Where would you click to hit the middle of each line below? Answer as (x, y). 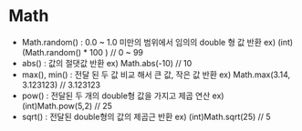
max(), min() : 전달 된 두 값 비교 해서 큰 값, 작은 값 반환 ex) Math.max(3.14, (156, 75)
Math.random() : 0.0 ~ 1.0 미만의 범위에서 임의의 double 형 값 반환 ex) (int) (157, 42)
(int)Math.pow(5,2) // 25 (67, 106)
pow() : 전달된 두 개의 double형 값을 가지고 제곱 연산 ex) (123, 96)
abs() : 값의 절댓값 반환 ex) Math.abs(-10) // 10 (107, 63)
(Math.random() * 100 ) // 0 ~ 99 (82, 52)
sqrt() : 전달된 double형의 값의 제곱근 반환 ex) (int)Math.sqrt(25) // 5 (146, 116)
